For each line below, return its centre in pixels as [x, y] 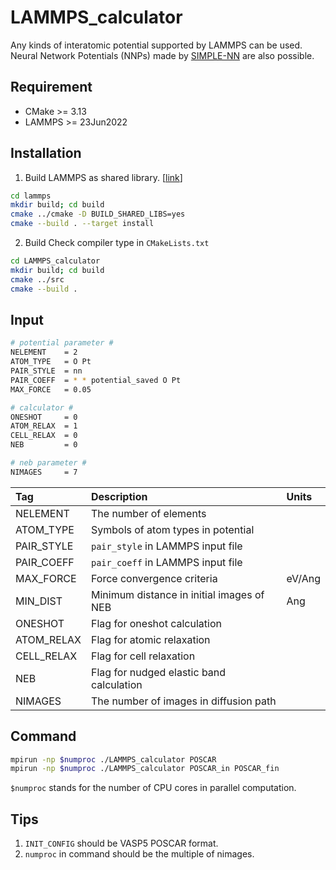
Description [119, 496]
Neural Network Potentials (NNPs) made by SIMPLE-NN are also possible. [162, 55]
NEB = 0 [44, 445]
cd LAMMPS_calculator [55, 261]
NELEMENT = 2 [44, 352]
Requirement [51, 87]
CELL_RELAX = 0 [44, 436]
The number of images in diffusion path [183, 701]
